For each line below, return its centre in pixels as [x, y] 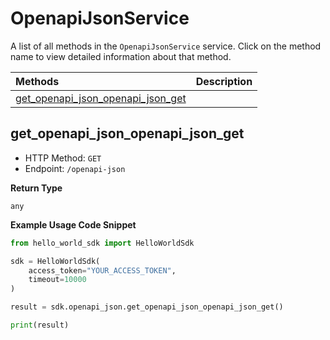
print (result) [40, 325]
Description [224, 81]
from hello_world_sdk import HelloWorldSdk [102, 243]
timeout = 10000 [57, 280]
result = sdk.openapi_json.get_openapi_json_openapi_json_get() [147, 307]
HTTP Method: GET [63, 158]
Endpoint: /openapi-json [75, 168]
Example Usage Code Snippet [73, 224]
